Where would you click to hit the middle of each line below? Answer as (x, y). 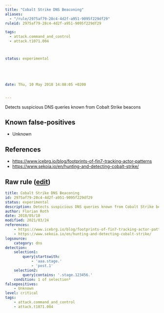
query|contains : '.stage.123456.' (58, 275)
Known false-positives (40, 123)
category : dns (28, 243)
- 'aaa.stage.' (47, 261)
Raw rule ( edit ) (28, 182)
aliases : (14, 14)
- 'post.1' (42, 266)
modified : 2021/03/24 (27, 221)
